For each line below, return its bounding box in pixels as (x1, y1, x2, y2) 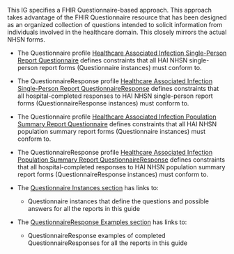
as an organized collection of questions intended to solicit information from (7, 21, 223, 28)
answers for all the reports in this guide (27, 205, 141, 212)
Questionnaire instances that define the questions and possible (27, 197, 209, 205)
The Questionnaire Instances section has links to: (17, 184, 159, 192)
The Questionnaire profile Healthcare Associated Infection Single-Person (17, 49, 227, 57)
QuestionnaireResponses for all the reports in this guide (27, 239, 188, 247)
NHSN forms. (7, 35, 45, 44)
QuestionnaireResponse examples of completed (27, 232, 166, 239)
